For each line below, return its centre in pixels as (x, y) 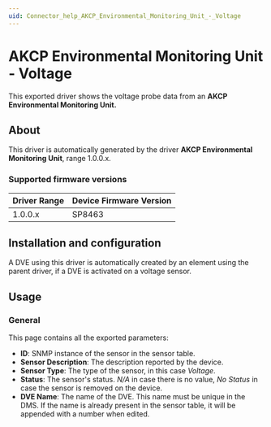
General (24, 320)
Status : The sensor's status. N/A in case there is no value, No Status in (139, 380)
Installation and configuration (85, 244)
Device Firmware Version (122, 200)
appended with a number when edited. (85, 414)
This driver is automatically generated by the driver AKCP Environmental (131, 150)
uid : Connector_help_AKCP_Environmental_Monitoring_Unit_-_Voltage (125, 16)
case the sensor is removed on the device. (91, 388)
